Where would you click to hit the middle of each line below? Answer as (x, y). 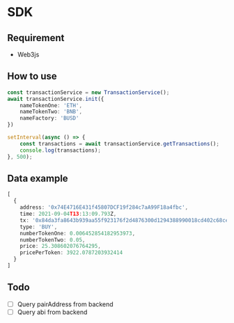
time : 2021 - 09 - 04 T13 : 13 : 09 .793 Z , (68, 214)
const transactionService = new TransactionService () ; (88, 92)
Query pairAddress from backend (65, 304)
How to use (32, 76)
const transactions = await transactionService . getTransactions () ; (119, 143)
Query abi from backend (52, 312)
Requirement (36, 38)
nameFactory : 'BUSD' (49, 118)
